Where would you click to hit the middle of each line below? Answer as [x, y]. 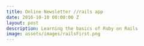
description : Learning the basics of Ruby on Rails [72, 28]
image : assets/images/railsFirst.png [53, 34]
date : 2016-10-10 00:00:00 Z [43, 17]
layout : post [22, 23]
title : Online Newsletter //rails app [55, 12]
